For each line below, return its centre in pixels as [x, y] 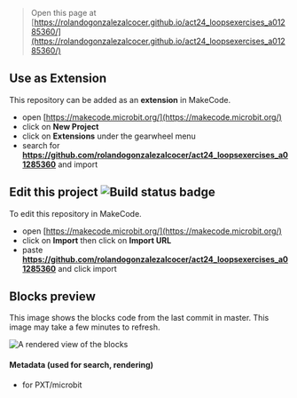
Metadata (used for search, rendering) [81, 365]
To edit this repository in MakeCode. [75, 213]
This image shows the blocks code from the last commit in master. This [139, 318]
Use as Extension [58, 79]
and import [78, 164]
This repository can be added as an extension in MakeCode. [120, 99]
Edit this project [54, 192]
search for [41, 145]
